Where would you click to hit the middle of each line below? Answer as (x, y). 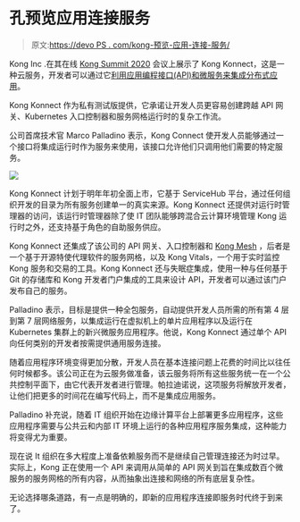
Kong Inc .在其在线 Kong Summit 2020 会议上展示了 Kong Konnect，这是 (143, 63)
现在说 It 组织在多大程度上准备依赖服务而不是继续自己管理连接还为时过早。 (147, 456)
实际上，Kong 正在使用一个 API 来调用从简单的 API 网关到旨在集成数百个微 (146, 467)
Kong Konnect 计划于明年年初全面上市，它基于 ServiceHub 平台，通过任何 (146, 193)
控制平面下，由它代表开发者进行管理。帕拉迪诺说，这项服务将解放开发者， (154, 384)
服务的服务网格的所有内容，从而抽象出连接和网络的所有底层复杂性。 (134, 478)
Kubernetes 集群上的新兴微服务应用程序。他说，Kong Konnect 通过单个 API (148, 332)
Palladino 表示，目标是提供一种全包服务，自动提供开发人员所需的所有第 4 (144, 309)
